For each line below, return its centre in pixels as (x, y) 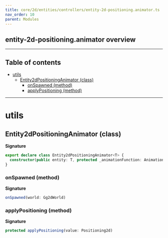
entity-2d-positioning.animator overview (70, 39)
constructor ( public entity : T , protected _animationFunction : (76, 160)
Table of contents (33, 63)
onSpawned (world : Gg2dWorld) (35, 197)
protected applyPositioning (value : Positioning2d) (59, 231)
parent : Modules (22, 19)
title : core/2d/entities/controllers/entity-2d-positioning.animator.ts (82, 10)
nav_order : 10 (20, 15)
